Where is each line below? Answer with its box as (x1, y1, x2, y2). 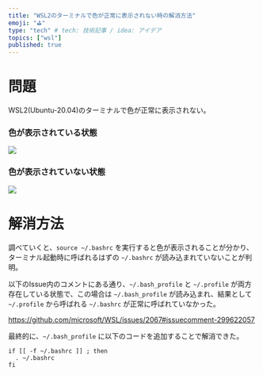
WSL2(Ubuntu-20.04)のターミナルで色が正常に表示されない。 (8, 105, 211, 115)
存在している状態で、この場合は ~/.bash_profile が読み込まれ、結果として (8, 289, 253, 298)
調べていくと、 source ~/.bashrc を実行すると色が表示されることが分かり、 (8, 243, 253, 252)
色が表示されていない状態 (8, 166, 105, 178)
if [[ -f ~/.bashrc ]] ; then (8, 346, 109, 355)
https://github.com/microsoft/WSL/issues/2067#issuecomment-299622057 (8, 315, 255, 324)
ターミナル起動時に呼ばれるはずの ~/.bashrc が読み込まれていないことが (8, 252, 246, 262)
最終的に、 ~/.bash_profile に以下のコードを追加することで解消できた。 (8, 331, 244, 341)
